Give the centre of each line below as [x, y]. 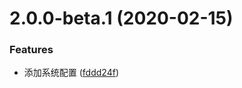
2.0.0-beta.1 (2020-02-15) [121, 18]
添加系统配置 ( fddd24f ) [71, 73]
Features [31, 50]
